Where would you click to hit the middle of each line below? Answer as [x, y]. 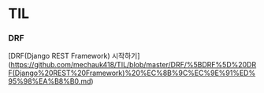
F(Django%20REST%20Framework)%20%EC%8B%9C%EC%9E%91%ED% [132, 73]
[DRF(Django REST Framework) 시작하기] [74, 56]
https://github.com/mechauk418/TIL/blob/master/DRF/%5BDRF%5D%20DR [134, 65]
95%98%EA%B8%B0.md [50, 81]
